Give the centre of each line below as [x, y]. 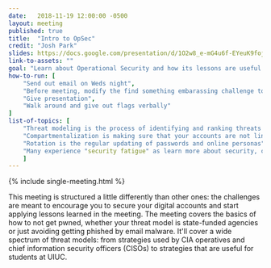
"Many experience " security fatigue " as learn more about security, [140, 151]
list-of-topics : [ [39, 121]
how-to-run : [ [32, 76]
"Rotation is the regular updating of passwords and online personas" [144, 143]
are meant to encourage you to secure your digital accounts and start [124, 206]
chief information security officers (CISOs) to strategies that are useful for [131, 249]
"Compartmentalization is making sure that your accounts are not [137, 136]
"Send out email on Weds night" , [79, 83]
